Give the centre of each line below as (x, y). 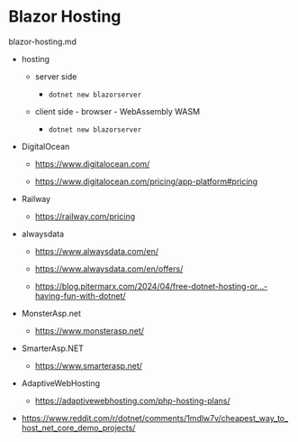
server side (56, 76)
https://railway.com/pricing (85, 216)
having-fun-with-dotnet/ (81, 296)
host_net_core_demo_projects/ (78, 428)
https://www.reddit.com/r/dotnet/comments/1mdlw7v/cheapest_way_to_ (155, 418)
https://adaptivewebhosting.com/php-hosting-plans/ (132, 401)
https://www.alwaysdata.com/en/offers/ (109, 269)
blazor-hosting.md (43, 41)
